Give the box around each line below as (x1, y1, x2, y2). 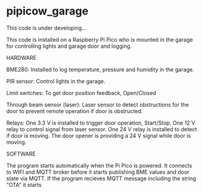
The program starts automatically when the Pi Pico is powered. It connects (6, 162, 193, 169)
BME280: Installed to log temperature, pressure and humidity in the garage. (6, 65, 195, 73)
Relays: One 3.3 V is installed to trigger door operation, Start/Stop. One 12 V (6, 119, 196, 126)
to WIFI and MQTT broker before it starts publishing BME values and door (6, 168, 190, 175)
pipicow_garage (6, 4, 89, 18)
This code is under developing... (6, 24, 87, 31)
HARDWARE (6, 54, 37, 61)
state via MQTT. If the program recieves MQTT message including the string (6, 174, 196, 182)
